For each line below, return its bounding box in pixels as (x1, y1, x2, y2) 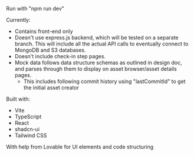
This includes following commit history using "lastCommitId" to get (23, 78, 186, 85)
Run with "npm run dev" (6, 5, 65, 12)
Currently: (6, 16, 31, 23)
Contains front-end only (14, 28, 73, 35)
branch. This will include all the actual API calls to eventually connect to (14, 41, 189, 47)
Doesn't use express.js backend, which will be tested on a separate (14, 34, 179, 41)
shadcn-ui (14, 126, 40, 132)
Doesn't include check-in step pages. (14, 53, 106, 59)
